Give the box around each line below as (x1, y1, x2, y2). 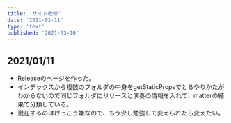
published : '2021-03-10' (7, 29, 79, 37)
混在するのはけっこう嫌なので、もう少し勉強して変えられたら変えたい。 (17, 108, 225, 117)
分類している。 (29, 100, 73, 108)
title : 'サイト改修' (7, 10, 61, 17)
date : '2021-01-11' (7, 17, 64, 23)
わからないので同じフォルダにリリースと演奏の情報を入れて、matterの (17, 91, 218, 100)
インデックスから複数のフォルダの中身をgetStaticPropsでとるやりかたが (17, 83, 225, 91)
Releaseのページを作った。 (17, 74, 95, 83)
